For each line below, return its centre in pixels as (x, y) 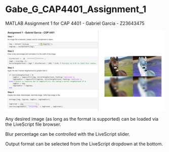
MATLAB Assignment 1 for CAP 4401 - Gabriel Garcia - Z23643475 (75, 23)
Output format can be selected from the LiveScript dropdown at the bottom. (84, 144)
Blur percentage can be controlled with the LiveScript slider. (68, 134)
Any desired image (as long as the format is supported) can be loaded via (82, 119)
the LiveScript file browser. (33, 124)
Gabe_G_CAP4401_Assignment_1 (76, 9)
